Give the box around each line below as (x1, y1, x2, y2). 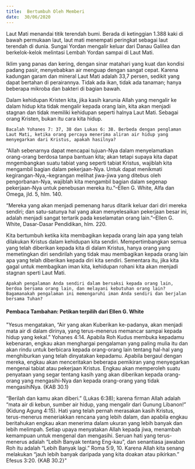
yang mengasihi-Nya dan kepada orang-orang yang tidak (21, 377, 159, 384)
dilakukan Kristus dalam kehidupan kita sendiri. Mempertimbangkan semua (6, 238, 187, 245)
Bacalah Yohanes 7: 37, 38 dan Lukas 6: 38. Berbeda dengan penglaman (6, 126, 182, 132)
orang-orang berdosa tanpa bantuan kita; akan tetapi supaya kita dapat (6, 153, 178, 160)
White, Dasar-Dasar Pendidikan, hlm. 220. (6, 220, 107, 227)
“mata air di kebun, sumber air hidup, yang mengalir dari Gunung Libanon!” (6, 400, 186, 408)
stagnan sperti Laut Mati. (6, 269, 66, 276)
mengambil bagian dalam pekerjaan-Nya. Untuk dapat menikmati (6, 165, 162, 173)
